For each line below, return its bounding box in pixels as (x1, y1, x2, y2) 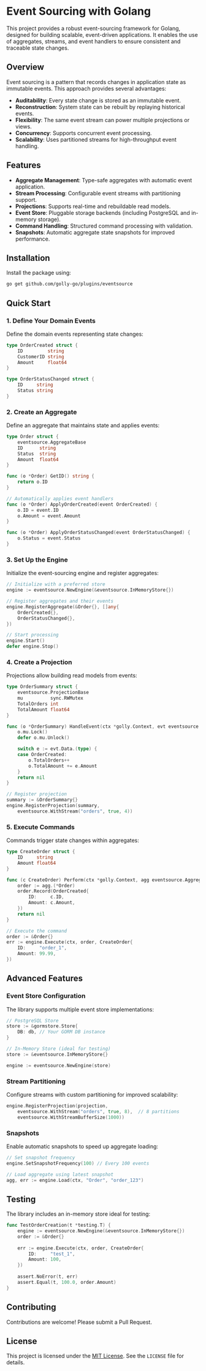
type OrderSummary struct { (6, 684, 78, 690)
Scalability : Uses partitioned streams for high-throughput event (15, 136, 177, 143)
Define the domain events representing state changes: (6, 330, 144, 338)
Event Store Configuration (6, 992, 86, 1000)
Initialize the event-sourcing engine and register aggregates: (6, 570, 159, 577)
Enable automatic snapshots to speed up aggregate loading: (6, 1143, 158, 1150)
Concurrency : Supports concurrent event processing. (15, 129, 152, 136)
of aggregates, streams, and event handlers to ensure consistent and (6, 37, 181, 45)
